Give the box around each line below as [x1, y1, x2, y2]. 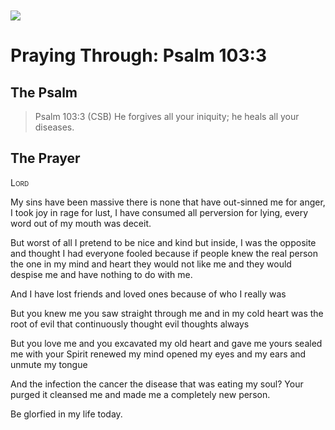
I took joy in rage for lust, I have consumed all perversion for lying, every [10, 206, 308, 218]
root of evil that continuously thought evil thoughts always [10, 318, 250, 330]
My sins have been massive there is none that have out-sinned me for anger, [10, 196, 326, 208]
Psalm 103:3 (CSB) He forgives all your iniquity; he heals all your [34, 111, 300, 122]
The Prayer [10, 150, 81, 167]
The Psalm [10, 84, 78, 101]
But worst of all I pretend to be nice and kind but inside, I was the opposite [10, 236, 317, 248]
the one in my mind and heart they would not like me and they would [10, 258, 292, 270]
